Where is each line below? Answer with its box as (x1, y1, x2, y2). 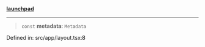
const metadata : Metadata (21, 22, 87, 30)
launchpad (6, 5, 35, 12)
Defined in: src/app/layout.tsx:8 (6, 34, 86, 41)
